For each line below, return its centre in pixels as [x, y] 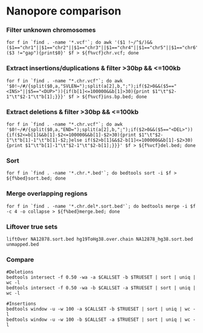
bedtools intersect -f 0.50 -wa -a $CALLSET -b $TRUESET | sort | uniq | [101, 277]
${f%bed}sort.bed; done [36, 179]
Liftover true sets [32, 227]
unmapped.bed [23, 244]
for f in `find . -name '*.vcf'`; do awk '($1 [66, 43]
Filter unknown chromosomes [51, 30]
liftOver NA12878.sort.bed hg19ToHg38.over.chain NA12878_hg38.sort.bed [100, 239]
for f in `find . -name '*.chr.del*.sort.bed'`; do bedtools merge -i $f [101, 206]
